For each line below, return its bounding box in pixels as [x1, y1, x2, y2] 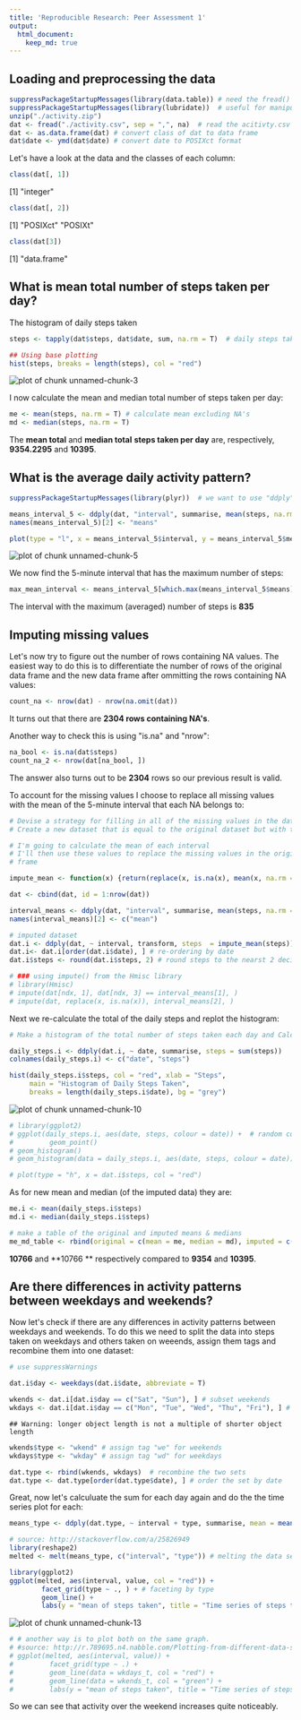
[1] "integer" [9, 186, 55, 197]
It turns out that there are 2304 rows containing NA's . [9, 713, 211, 724]
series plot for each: [9, 1501, 83, 1512]
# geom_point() [9, 1138, 99, 1147]
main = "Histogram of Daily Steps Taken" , [29, 1079, 191, 1088]
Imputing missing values [9, 627, 150, 642]
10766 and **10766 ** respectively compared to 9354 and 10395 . [9, 1253, 257, 1264]
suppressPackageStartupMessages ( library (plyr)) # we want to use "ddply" [9, 494, 295, 503]
